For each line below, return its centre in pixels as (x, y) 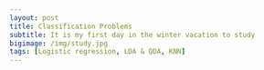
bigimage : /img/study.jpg (58, 43)
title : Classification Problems (71, 26)
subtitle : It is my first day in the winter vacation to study (132, 35)
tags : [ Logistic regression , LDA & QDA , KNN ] (97, 52)
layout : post (34, 18)
